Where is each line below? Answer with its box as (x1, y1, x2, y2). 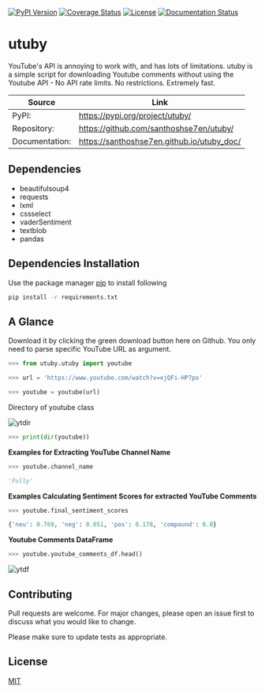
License (8, 655, 48, 669)
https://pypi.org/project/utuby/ (78, 110, 192, 121)
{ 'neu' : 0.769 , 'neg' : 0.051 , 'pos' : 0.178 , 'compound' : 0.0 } (8, 521, 217, 529)
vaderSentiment (19, 217, 73, 227)
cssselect (19, 209, 51, 218)
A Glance (8, 314, 54, 328)
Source (27, 96, 56, 107)
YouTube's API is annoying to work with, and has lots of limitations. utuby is (8, 61, 253, 70)
